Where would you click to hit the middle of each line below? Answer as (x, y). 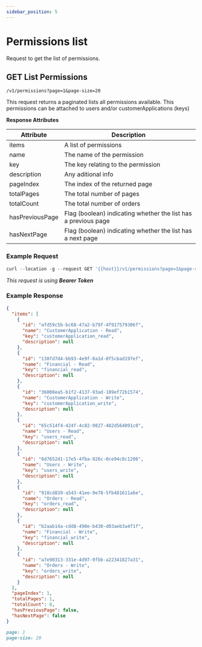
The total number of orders (102, 204)
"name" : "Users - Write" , (54, 465)
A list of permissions (93, 145)
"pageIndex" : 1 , (32, 593)
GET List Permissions (47, 77)
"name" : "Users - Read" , (53, 431)
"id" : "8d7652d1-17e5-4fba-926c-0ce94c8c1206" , (83, 459)
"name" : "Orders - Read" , (54, 498)
